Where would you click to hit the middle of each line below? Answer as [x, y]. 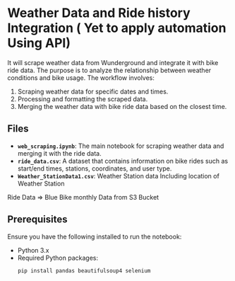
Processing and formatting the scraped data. [83, 99]
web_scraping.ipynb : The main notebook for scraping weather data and [121, 146]
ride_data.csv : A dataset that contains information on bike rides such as [122, 161]
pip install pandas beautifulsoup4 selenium [84, 270]
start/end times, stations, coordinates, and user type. [95, 168]
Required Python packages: [58, 258]
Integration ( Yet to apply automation [117, 28]
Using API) [39, 43]
